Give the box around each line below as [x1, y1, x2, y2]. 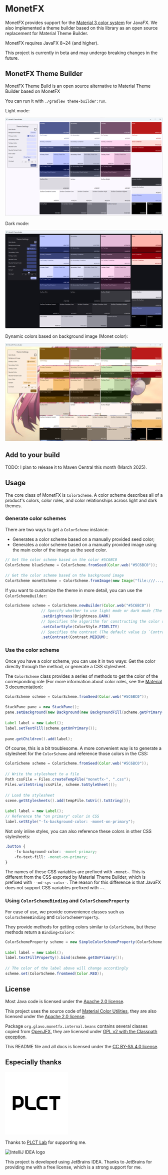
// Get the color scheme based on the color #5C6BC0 [5, 557, 117, 562]
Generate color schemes [5, 515, 66, 522]
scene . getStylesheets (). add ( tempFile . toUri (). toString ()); [5, 798, 131, 803]
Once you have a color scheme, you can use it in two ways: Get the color [5, 658, 156, 664]
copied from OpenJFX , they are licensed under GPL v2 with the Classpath [5, 1028, 157, 1034]
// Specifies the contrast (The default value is [40, 630, 146, 635]
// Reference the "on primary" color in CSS [5, 814, 99, 819]
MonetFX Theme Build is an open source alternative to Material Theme [5, 83, 151, 89]
